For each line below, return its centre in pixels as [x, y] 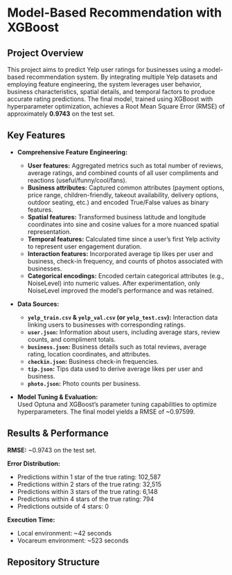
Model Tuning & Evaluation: [57, 396]
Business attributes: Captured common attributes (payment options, [126, 188]
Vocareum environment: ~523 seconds [73, 540]
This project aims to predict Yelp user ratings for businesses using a [104, 70]
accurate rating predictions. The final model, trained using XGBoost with [110, 99]
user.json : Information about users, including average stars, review [124, 332]
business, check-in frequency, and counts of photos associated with [125, 261]
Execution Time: [31, 520]
